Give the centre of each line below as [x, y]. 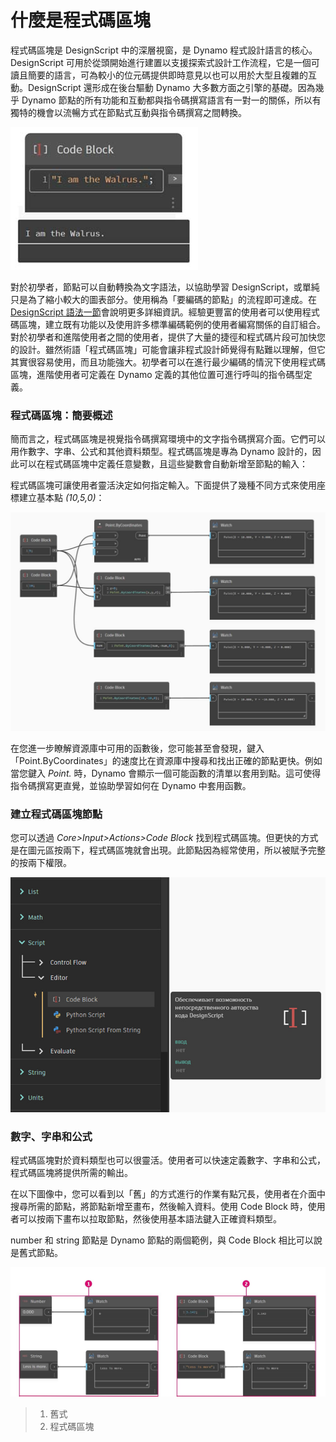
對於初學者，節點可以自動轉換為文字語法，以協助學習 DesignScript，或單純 [165, 287]
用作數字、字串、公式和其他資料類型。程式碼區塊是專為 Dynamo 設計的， [161, 452]
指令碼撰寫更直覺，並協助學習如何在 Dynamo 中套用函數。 [131, 786]
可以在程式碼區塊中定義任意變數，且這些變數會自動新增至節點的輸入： [163, 464]
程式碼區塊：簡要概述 [61, 415]
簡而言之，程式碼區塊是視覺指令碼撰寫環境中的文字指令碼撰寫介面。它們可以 [168, 439]
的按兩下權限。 [41, 863]
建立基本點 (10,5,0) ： [61, 498]
